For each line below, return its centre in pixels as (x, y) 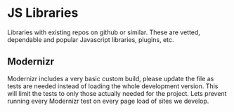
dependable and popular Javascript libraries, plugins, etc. (91, 39)
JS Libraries (43, 13)
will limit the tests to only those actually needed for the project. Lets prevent (117, 93)
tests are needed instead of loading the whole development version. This (113, 86)
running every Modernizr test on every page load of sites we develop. (108, 101)
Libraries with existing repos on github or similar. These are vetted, (104, 32)
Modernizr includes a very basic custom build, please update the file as (111, 78)
